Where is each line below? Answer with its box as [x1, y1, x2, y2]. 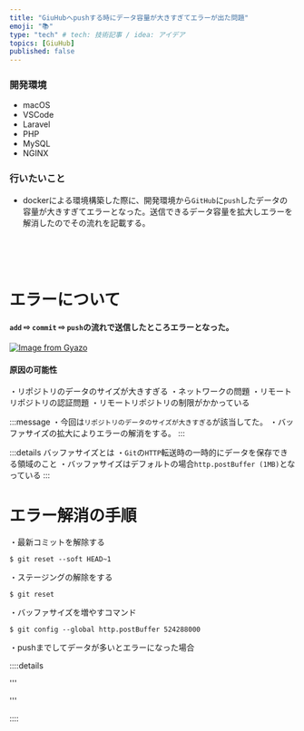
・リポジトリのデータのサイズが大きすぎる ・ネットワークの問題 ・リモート [9, 386, 292, 397]
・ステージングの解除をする [9, 572, 113, 583]
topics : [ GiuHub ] [9, 38, 75, 48]
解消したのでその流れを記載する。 [22, 217, 151, 228]
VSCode [22, 110, 54, 121]
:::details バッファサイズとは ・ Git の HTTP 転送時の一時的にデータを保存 [9, 447, 273, 458]
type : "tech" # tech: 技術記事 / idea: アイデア [9, 30, 186, 39]
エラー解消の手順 [9, 505, 138, 526]
